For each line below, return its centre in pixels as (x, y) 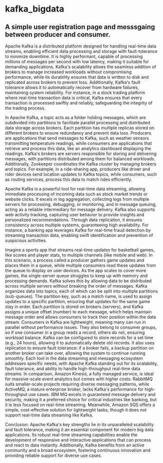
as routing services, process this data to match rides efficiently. (69, 179)
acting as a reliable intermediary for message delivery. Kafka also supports (80, 209)
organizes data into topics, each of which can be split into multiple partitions (81, 291)
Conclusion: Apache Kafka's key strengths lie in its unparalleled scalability (80, 424)
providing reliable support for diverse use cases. (54, 455)
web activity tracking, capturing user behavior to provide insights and (75, 214)
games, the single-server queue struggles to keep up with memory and (76, 276)
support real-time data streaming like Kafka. (49, 415)
